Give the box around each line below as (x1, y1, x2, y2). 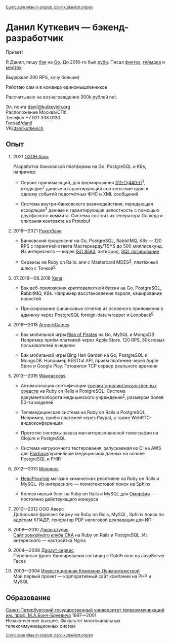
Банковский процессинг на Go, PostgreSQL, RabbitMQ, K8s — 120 (20, 238, 162, 244)
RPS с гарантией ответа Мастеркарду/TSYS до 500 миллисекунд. (20, 243, 163, 249)
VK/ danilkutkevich (6, 125, 44, 131)
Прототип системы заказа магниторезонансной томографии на (20, 430, 158, 436)
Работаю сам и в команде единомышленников (6, 84, 108, 90)
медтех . (6, 64, 23, 71)
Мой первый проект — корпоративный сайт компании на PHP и (13, 573, 151, 580)
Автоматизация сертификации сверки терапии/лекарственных (20, 382, 157, 388)
